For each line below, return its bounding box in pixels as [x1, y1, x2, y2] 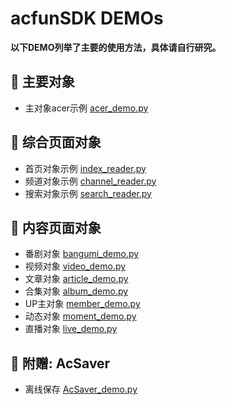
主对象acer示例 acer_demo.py [24, 102, 149, 114]
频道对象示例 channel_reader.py [24, 175, 157, 187]
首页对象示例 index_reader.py [24, 162, 147, 174]
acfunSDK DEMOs [10, 7, 164, 30]
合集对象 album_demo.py [24, 285, 129, 297]
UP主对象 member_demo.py [24, 298, 141, 310]
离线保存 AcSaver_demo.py [24, 383, 138, 396]
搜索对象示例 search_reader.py [24, 187, 152, 199]
